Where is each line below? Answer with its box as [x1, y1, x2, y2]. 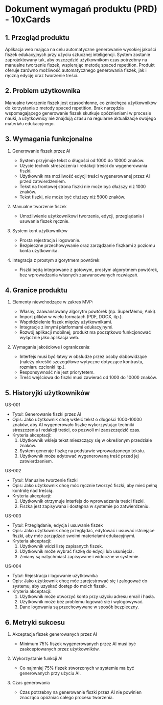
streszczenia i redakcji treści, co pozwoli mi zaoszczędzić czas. [12, 427, 140, 433]
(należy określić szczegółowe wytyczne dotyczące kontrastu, [19, 359, 144, 365]
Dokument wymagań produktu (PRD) [5, 3, 158, 15]
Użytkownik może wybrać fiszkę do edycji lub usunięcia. [19, 548, 134, 554]
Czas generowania [12, 680, 50, 686]
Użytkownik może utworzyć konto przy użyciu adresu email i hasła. [19, 594, 155, 599]
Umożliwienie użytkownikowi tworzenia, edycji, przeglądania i [19, 213, 144, 219]
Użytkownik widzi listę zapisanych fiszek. [19, 543, 103, 549]
